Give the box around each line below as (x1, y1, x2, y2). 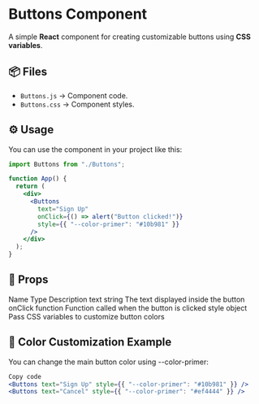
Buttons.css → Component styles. (19, 99, 136, 109)
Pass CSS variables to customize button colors (8, 311, 165, 321)
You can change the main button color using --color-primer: (8, 357, 209, 367)
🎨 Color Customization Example (8, 335, 172, 350)
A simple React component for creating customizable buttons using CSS (8, 32, 252, 41)
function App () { (8, 175, 67, 183)
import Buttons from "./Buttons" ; (8, 160, 126, 168)
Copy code (8, 372, 42, 380)
